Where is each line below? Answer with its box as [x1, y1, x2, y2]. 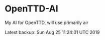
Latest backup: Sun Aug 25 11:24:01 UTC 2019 [5, 29, 100, 35]
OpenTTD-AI [5, 3, 58, 14]
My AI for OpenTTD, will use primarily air [5, 19, 88, 25]
